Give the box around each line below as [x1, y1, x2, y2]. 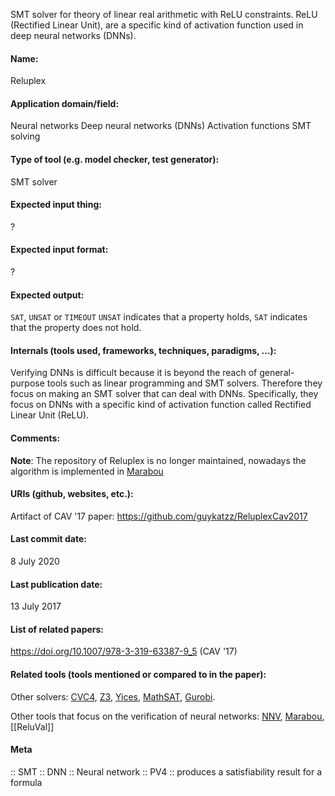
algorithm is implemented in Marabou [10, 465, 164, 477]
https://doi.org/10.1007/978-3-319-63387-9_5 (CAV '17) [10, 645, 238, 658]
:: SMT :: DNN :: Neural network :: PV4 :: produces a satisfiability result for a [10, 765, 323, 778]
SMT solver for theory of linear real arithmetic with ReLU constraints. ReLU [10, 9, 318, 20]
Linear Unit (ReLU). [10, 409, 90, 421]
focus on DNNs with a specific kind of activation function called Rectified [10, 399, 312, 411]
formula [10, 776, 43, 788]
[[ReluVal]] [10, 720, 55, 733]
